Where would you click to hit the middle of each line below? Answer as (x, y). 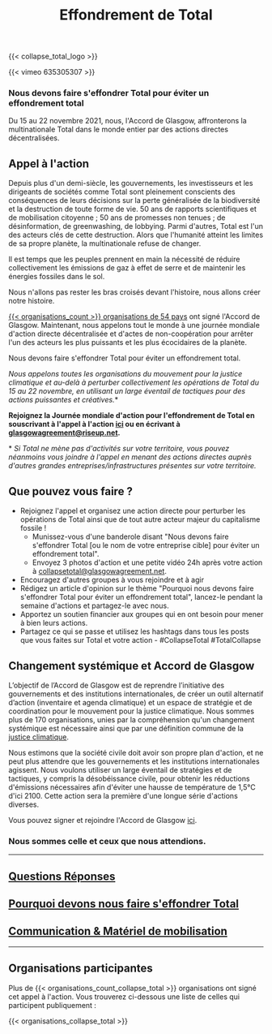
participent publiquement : (53, 1005)
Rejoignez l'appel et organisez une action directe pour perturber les (133, 511)
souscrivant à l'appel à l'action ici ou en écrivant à (94, 424)
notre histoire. (32, 301)
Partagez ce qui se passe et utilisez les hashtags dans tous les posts (134, 631)
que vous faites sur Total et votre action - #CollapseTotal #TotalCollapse (140, 640)
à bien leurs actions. (54, 623)
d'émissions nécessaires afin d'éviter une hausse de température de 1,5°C (132, 787)
